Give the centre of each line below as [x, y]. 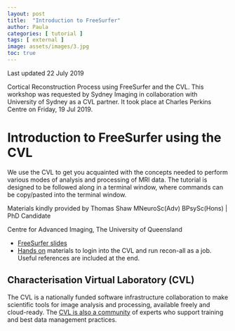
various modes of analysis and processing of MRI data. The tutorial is [107, 180]
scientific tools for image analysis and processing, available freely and [109, 304]
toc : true [22, 54]
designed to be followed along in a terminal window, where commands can [115, 187]
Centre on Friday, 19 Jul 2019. [50, 109]
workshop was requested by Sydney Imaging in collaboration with [102, 94]
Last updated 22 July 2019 [46, 73]
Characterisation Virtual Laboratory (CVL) [101, 280]
